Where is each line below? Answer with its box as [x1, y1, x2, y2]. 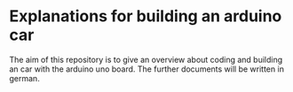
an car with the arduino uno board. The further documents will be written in [9, 64, 284, 74]
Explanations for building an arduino [9, 6, 282, 27]
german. [9, 73, 40, 83]
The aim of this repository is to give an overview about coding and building [9, 54, 283, 65]
